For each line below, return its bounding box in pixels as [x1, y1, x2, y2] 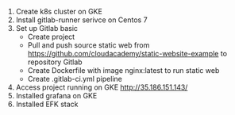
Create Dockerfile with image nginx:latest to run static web [27, 66, 220, 75]
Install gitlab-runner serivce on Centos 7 [15, 15, 148, 25]
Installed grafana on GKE [15, 91, 98, 100]
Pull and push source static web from [27, 40, 150, 50]
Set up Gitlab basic [15, 24, 78, 33]
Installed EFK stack [15, 99, 79, 109]
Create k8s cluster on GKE [15, 7, 103, 16]
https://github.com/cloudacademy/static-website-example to [27, 49, 228, 58]
